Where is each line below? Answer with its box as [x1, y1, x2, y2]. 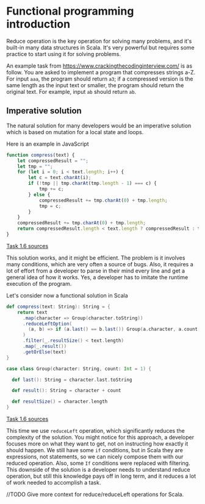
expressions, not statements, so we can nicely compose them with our [6, 453, 184, 460]
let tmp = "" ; [17, 163, 53, 169]
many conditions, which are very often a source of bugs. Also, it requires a [6, 260, 193, 268]
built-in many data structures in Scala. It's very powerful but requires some [6, 44, 195, 51]
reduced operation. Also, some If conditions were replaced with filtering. [6, 460, 190, 467]
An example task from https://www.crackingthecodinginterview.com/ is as [6, 62, 193, 69]
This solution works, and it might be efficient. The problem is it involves [6, 254, 185, 261]
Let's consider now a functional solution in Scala [6, 291, 128, 299]
